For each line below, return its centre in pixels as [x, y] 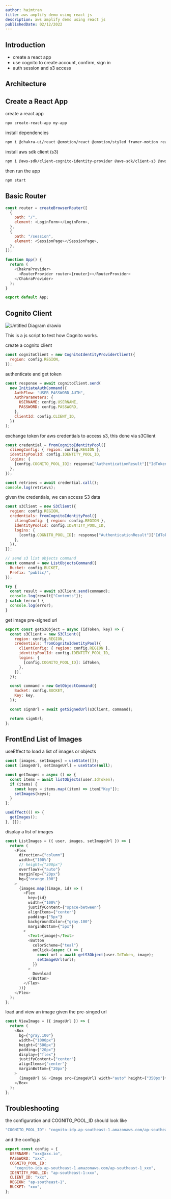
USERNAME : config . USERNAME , [49, 402]
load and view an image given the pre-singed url [56, 1012]
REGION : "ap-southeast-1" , [38, 1182]
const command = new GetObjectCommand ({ [53, 686]
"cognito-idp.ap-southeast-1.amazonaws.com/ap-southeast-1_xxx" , [85, 1168]
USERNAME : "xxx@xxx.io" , [36, 1154]
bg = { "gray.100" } [36, 1036]
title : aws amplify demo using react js [49, 15]
